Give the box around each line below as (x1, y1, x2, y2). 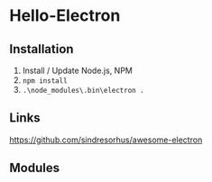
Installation (9, 41, 74, 57)
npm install (22, 77, 68, 86)
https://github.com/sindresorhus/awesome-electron (9, 134, 203, 145)
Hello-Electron (9, 5, 121, 26)
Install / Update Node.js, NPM (22, 65, 133, 76)
